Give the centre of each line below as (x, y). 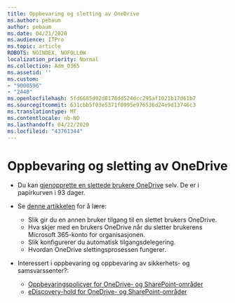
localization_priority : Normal (53, 60)
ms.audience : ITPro (36, 40)
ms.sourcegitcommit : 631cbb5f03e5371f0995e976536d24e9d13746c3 (102, 105)
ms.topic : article (34, 46)
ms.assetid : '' (29, 72)
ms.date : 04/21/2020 (38, 33)
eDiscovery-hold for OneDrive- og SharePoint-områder (107, 292)
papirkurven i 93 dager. (51, 193)
